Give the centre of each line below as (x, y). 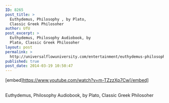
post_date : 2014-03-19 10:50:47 (39, 66)
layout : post (19, 47)
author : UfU (18, 29)
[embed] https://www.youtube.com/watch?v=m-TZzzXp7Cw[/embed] (77, 80)
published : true (22, 61)
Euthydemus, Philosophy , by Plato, (48, 19)
